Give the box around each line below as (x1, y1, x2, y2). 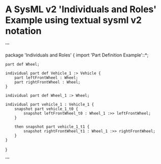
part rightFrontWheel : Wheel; (14, 79, 81, 85)
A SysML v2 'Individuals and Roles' (5, 4, 157, 15)
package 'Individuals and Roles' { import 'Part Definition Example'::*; (5, 52, 149, 58)
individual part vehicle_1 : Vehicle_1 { (5, 102, 94, 107)
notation (5, 25, 42, 37)
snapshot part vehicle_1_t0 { (14, 106, 79, 112)
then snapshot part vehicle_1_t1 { (14, 124, 90, 129)
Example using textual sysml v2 (5, 14, 142, 26)
